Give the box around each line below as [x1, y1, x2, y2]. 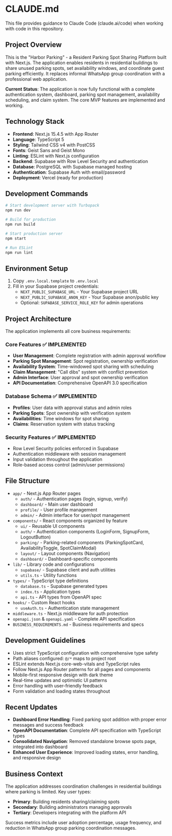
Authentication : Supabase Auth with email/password [12, 169, 125, 175]
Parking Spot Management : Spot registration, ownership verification [12, 358, 158, 364]
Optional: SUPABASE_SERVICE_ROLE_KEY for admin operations [20, 300, 143, 306]
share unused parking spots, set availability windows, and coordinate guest [5, 65, 164, 71]
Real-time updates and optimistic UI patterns [12, 677, 107, 683]
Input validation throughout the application [12, 456, 102, 462]
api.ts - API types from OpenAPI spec [20, 594, 102, 600]
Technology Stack [5, 117, 64, 126]
